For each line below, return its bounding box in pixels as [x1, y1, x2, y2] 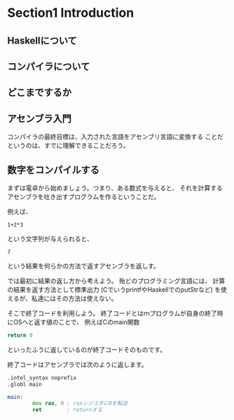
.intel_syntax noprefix [7, 374, 77, 381]
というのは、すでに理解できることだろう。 [7, 142, 130, 150]
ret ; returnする [32, 407, 103, 414]
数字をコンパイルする [7, 163, 99, 176]
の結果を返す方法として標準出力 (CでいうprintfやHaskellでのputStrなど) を [7, 285, 221, 294]
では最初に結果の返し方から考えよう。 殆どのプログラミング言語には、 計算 [7, 276, 226, 285]
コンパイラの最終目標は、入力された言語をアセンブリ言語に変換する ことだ [7, 133, 224, 141]
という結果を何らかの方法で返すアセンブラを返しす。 [7, 262, 160, 270]
